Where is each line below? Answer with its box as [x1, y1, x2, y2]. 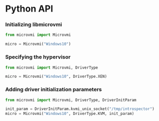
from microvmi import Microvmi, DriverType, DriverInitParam [5, 97, 137, 102]
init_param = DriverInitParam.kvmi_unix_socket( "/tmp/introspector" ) [5, 106, 155, 111]
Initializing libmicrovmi [5, 21, 62, 28]
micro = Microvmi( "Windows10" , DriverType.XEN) [5, 74, 108, 79]
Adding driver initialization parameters [5, 86, 102, 93]
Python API [5, 3, 54, 15]
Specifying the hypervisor [5, 53, 71, 60]
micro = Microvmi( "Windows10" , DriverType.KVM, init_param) [5, 111, 135, 116]
